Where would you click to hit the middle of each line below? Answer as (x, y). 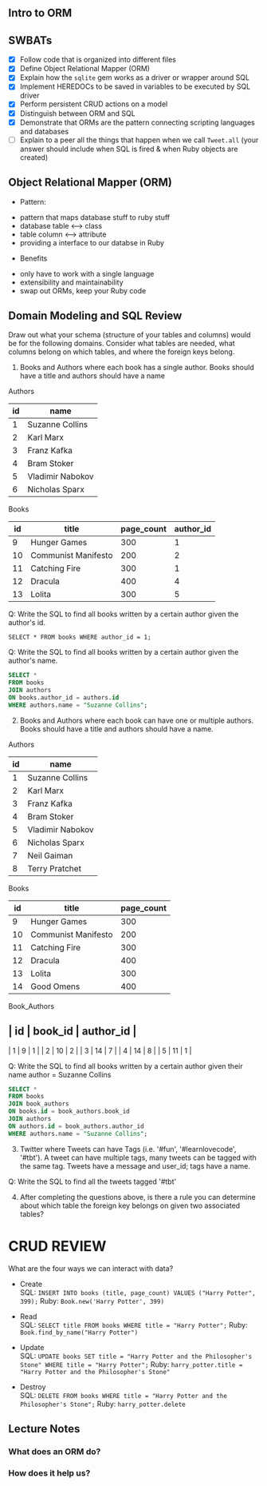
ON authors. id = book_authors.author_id (77, 1126)
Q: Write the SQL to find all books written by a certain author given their (126, 1066)
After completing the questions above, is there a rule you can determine (138, 1197)
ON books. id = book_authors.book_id (69, 1112)
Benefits (33, 258)
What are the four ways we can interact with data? (91, 1268)
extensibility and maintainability (71, 282)
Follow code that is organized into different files (98, 60)
